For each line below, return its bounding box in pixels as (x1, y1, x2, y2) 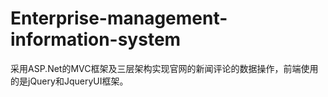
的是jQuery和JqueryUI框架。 (10, 75, 129, 87)
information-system (10, 28, 182, 51)
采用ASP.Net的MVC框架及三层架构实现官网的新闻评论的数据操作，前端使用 (10, 62, 319, 74)
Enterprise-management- (10, 7, 228, 30)
